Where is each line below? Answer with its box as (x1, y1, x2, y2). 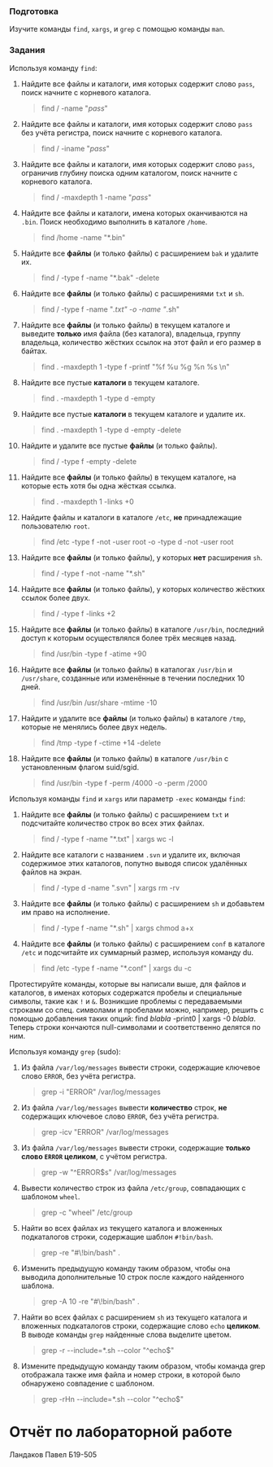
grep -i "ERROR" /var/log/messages (41, 1087, 161, 1097)
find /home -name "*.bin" (41, 232, 126, 242)
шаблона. (20, 1281, 55, 1290)
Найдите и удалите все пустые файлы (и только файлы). (20, 440, 218, 450)
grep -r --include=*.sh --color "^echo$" (41, 1345, 175, 1355)
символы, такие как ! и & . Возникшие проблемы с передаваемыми (9, 996, 243, 1006)
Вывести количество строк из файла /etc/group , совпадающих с (20, 1183, 246, 1193)
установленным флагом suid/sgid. (20, 762, 140, 772)
